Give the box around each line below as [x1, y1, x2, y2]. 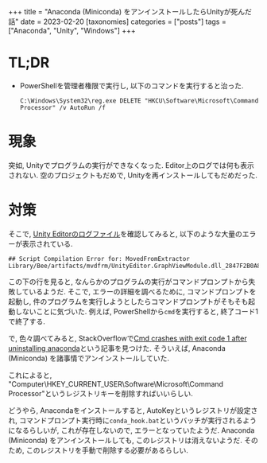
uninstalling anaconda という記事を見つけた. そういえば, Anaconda [8, 343, 226, 352]
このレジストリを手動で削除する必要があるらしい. [25, 445, 189, 455]
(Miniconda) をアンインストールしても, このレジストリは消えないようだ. [8, 435, 242, 445]
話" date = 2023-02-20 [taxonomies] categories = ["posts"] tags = [8, 17, 226, 26]
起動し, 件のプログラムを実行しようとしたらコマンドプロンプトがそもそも [8, 297, 249, 306]
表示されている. [21, 239, 73, 248]
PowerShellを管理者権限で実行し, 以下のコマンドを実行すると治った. [19, 80, 244, 90]
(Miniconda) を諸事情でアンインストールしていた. [8, 353, 169, 363]
